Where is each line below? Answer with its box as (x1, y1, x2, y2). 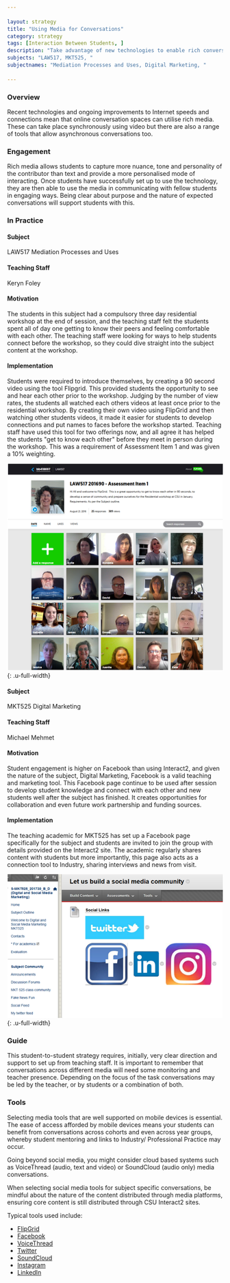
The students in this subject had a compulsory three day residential (7, 309, 197, 318)
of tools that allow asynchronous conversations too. (7, 129, 153, 138)
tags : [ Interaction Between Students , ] (7, 40, 125, 47)
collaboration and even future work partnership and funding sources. (7, 800, 202, 809)
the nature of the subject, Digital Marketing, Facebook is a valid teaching (7, 771, 212, 780)
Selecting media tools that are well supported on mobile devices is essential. (7, 1113, 223, 1121)
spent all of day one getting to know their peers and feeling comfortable (7, 324, 210, 332)
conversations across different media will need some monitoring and (7, 1066, 201, 1074)
